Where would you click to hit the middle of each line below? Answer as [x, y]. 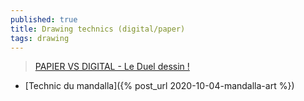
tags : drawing [40, 38]
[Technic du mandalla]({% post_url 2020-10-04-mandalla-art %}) [159, 86]
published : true [44, 19]
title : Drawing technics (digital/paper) [98, 29]
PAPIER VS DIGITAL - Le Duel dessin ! [112, 67]
